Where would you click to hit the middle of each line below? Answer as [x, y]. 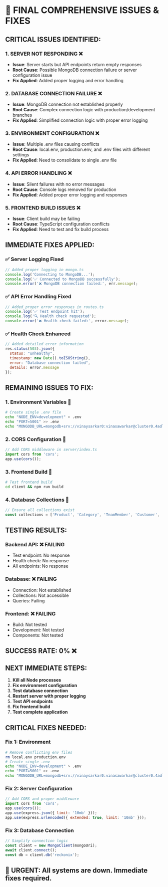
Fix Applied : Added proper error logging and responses [70, 194]
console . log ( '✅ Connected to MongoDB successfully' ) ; [63, 279]
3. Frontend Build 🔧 [29, 472]
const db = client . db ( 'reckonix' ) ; [42, 855]
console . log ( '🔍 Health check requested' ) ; [51, 316]
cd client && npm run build [34, 487]
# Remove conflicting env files [39, 752]
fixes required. [28, 878]
